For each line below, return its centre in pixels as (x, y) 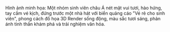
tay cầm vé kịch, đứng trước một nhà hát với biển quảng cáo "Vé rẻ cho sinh (85, 13)
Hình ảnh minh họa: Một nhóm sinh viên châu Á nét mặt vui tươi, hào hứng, (84, 8)
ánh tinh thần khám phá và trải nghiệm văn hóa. (55, 24)
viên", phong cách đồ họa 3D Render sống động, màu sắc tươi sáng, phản (83, 19)
